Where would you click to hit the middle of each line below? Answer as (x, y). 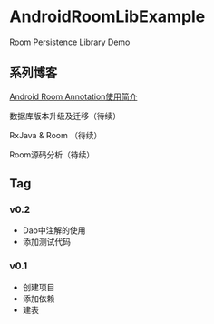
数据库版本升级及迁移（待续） (65, 116)
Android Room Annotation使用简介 (73, 96)
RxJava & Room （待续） (56, 135)
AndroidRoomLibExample (107, 17)
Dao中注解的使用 (54, 230)
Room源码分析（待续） (52, 154)
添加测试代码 (46, 242)
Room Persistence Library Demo (70, 42)
